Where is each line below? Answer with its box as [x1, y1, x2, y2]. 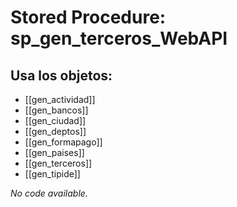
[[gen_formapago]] [24, 136, 103, 148]
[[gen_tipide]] [24, 168, 81, 180]
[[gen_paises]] [24, 147, 85, 158]
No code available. [10, 187, 88, 199]
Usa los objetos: [10, 67, 113, 84]
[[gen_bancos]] [24, 104, 89, 116]
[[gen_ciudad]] [24, 115, 87, 126]
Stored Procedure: [10, 6, 167, 29]
